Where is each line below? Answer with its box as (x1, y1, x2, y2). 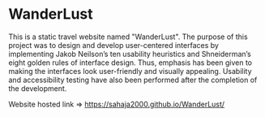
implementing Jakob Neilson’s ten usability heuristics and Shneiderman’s (8, 49, 251, 58)
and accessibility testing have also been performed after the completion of (8, 75, 258, 84)
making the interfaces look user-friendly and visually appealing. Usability (8, 66, 253, 76)
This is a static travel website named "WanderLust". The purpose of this (8, 32, 249, 41)
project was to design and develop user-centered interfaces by (8, 40, 219, 50)
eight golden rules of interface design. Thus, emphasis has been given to (8, 58, 253, 67)
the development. (8, 83, 67, 93)
